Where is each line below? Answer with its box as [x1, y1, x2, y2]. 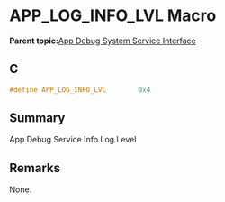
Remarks [9, 160, 61, 176]
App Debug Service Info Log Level [9, 134, 137, 145]
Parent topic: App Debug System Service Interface [9, 35, 196, 46]
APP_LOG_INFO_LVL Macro [9, 5, 217, 26]
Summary [9, 110, 66, 126]
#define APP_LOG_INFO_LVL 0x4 [9, 85, 151, 95]
